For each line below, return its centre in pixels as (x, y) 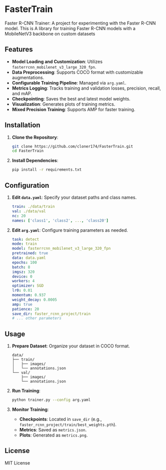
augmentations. (28, 77)
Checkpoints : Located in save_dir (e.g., (60, 419)
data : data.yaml (29, 258)
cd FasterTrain (28, 151)
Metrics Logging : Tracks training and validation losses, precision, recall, (86, 88)
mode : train (24, 244)
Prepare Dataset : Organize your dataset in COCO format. (71, 346)
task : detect (25, 239)
